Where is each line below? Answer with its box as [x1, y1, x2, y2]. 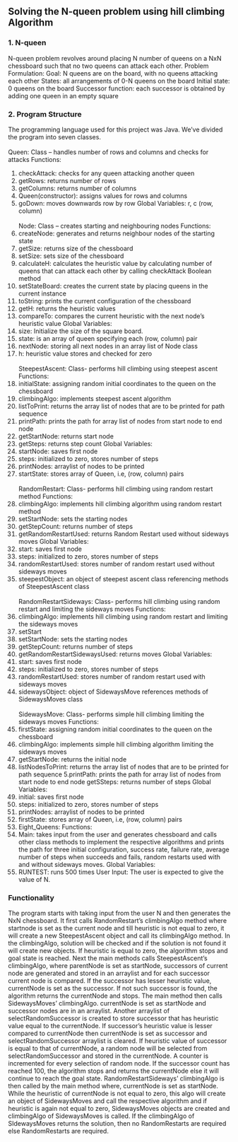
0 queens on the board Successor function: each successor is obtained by [8, 84, 225, 93]
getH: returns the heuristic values [18, 304, 116, 313]
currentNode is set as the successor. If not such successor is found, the [8, 984, 218, 993]
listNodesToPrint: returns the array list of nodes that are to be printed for [18, 762, 229, 771]
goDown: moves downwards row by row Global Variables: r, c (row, [18, 199, 214, 207]
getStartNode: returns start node [18, 431, 114, 441]
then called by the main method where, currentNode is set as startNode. [8, 1082, 218, 1090]
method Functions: [18, 491, 73, 501]
